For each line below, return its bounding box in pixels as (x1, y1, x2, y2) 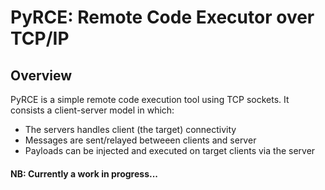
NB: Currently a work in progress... (10, 167, 159, 180)
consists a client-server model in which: (10, 104, 175, 116)
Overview (10, 67, 73, 84)
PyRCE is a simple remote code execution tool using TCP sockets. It (10, 94, 290, 105)
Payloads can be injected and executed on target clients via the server (24, 145, 316, 156)
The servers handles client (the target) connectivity (24, 124, 237, 135)
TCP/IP (10, 27, 70, 50)
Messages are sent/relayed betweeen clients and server (24, 134, 257, 146)
